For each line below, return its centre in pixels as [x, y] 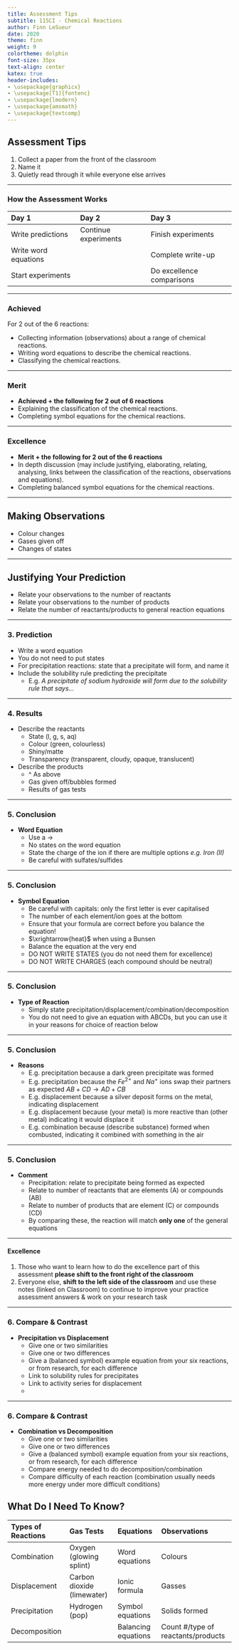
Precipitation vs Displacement [63, 1338]
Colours [174, 1556]
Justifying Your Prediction [67, 577]
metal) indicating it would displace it [81, 1119]
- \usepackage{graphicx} [44, 87]
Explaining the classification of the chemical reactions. [97, 409]
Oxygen [83, 1547]
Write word [29, 250]
